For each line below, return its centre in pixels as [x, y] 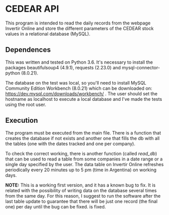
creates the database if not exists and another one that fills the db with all [82, 138]
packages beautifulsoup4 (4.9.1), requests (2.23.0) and [63, 67]
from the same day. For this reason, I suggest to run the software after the [83, 196]
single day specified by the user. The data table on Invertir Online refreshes [84, 164]
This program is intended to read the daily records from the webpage [78, 23]
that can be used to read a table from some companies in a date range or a [84, 159]
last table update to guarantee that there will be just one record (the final [81, 201]
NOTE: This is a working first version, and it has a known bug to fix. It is [80, 185]
